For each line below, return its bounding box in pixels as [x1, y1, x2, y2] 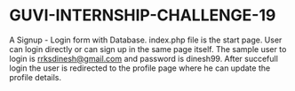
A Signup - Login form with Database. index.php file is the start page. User [9, 34, 283, 45]
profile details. [9, 72, 62, 82]
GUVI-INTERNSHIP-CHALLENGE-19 [9, 5, 276, 26]
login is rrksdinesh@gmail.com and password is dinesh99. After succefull [9, 53, 278, 64]
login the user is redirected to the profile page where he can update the [9, 63, 271, 73]
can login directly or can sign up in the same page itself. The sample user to [9, 43, 287, 54]
